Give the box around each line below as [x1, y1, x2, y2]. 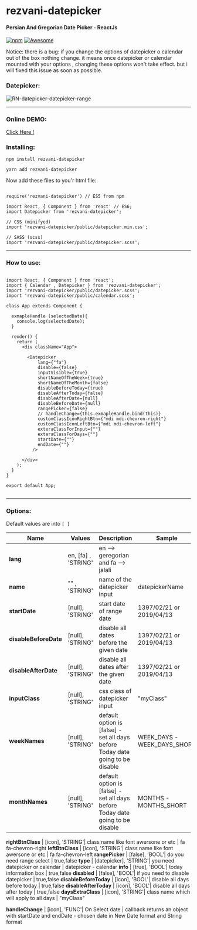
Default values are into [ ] [6, 520, 70, 527]
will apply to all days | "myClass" [6, 894, 85, 901]
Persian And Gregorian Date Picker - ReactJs [6, 23, 118, 31]
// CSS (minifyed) [6, 219, 51, 225]
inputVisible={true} [37, 370, 88, 376]
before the [98, 638, 128, 647]
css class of [98, 686, 132, 695]
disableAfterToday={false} [37, 390, 104, 396]
